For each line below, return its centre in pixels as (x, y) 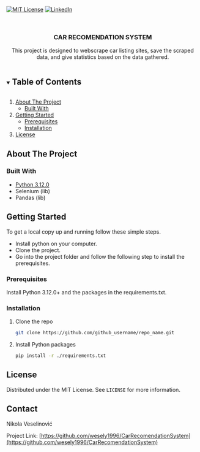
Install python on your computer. (56, 243)
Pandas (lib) (30, 197)
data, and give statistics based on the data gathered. (103, 57)
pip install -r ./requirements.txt (61, 356)
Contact (22, 409)
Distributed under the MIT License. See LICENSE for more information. (93, 389)
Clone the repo (34, 321)
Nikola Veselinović (29, 424)
